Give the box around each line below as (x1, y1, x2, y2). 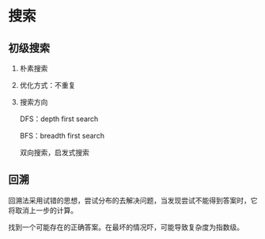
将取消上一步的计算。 (8, 205, 78, 214)
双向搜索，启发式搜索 (19, 148, 89, 157)
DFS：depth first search (19, 114, 99, 123)
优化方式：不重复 (19, 81, 76, 89)
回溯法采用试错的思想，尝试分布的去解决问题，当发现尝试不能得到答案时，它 (8, 195, 258, 205)
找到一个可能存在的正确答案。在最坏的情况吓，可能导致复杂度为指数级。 (8, 222, 244, 232)
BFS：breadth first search (19, 131, 105, 140)
